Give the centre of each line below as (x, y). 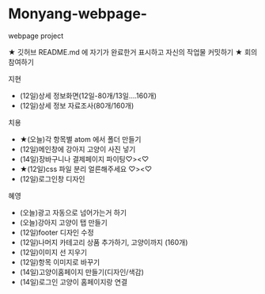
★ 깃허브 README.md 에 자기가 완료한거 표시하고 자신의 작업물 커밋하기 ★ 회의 (133, 52)
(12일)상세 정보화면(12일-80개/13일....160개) (88, 95)
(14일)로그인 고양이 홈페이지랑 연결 (74, 281)
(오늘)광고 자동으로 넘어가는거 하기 (73, 212)
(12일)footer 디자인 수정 (57, 232)
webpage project (36, 36)
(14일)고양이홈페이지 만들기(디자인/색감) (82, 272)
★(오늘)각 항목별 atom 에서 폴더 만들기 (80, 139)
